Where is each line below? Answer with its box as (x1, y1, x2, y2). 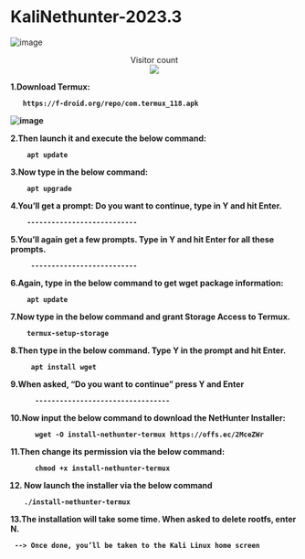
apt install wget (30, 362, 97, 371)
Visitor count (130, 54, 179, 65)
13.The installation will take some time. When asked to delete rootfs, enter (10, 513, 297, 524)
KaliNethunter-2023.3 (10, 6, 183, 27)
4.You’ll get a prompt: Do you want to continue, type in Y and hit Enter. (10, 199, 282, 211)
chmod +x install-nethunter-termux (34, 464, 171, 473)
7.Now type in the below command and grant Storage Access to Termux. (10, 311, 291, 322)
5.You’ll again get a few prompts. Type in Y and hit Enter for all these (10, 233, 275, 244)
